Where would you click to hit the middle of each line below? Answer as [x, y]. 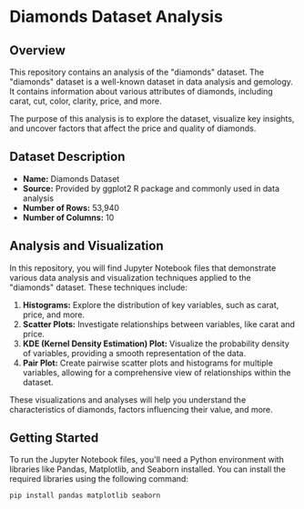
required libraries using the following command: [99, 479]
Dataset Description [67, 157]
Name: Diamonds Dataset [71, 178]
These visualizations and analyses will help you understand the [128, 399]
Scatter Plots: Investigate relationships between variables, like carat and [159, 324]
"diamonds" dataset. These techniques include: [99, 287]
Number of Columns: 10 [68, 217]
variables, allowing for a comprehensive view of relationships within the [157, 372]
